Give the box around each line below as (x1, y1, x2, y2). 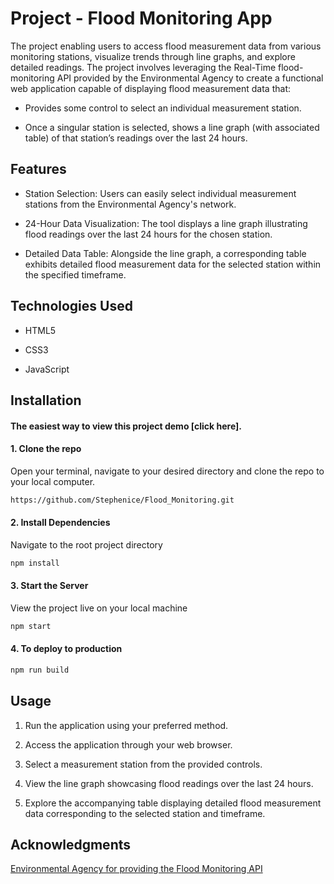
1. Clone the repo (10, 443, 82, 455)
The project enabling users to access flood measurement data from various (10, 40, 322, 52)
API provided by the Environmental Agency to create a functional (56, 72, 324, 84)
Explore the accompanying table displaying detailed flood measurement (24, 797, 322, 809)
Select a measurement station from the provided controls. (24, 758, 263, 770)
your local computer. (10, 475, 96, 487)
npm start (10, 621, 52, 631)
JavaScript (24, 363, 70, 375)
